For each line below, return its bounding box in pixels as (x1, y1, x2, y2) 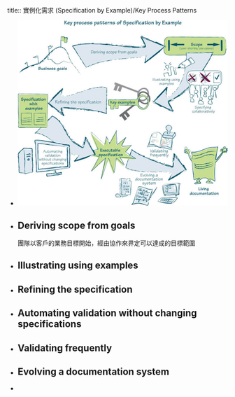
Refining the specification (17, 283, 133, 295)
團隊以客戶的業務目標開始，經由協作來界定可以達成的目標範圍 (17, 239, 196, 247)
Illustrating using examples (17, 260, 138, 272)
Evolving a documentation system (17, 365, 170, 377)
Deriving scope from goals (17, 219, 136, 231)
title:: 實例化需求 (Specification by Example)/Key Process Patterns (7, 6, 197, 14)
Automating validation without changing (17, 307, 197, 319)
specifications (17, 318, 82, 330)
